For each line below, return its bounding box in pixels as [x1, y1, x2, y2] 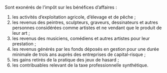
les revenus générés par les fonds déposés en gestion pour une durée [12, 46, 159, 52]
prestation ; [12, 41, 37, 47]
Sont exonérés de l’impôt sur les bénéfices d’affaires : [5, 5, 117, 10]
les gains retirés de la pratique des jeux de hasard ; [12, 57, 119, 62]
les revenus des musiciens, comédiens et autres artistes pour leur [12, 35, 150, 41]
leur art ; [12, 30, 30, 36]
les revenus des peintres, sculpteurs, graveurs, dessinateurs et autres [12, 20, 158, 25]
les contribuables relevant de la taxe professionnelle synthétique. [12, 62, 149, 68]
